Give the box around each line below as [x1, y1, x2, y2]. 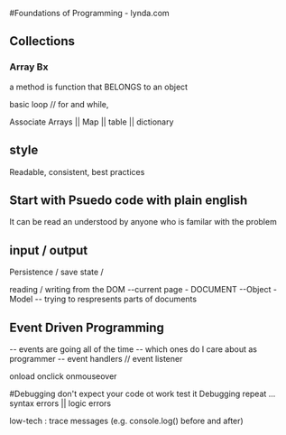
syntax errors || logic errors [9, 397, 111, 409]
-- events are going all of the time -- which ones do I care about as [9, 343, 257, 355]
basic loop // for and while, [9, 98, 109, 109]
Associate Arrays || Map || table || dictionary [9, 116, 174, 127]
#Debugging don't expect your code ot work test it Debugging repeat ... [9, 388, 276, 399]
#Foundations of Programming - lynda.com [9, 8, 170, 18]
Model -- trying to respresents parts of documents [9, 293, 197, 305]
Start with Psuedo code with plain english [9, 192, 248, 208]
